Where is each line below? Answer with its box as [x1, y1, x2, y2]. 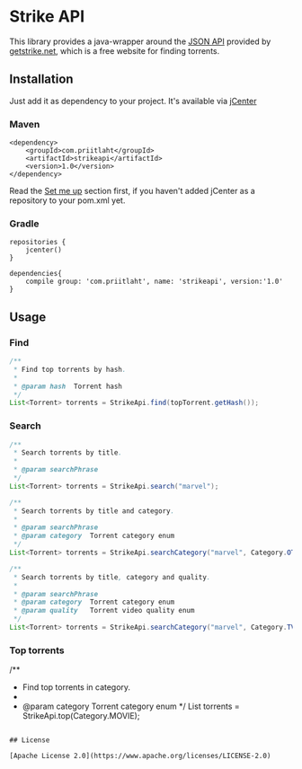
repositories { [9, 238, 67, 247]
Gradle [9, 217, 40, 230]
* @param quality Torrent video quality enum [13, 606, 195, 615]
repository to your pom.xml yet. [9, 195, 126, 206]
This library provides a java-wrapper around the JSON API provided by [9, 36, 271, 47]
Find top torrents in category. [22, 682, 131, 693]
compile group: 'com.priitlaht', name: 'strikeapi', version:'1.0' [25, 277, 283, 287]
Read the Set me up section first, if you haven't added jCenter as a [9, 186, 256, 197]
